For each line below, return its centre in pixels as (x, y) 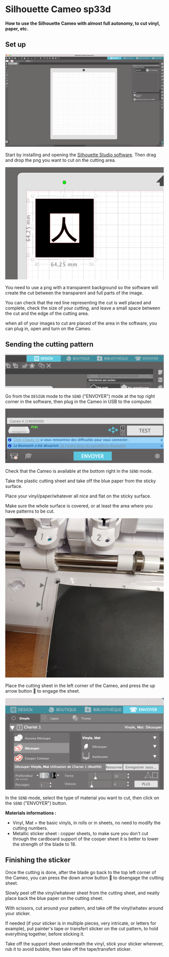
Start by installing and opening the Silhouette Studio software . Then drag (81, 155)
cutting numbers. (30, 828)
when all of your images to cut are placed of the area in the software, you (81, 323)
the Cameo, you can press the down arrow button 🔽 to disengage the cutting (84, 878)
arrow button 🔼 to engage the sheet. (43, 691)
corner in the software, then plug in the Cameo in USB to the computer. (79, 401)
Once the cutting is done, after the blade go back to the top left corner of (81, 872)
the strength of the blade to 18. (44, 844)
